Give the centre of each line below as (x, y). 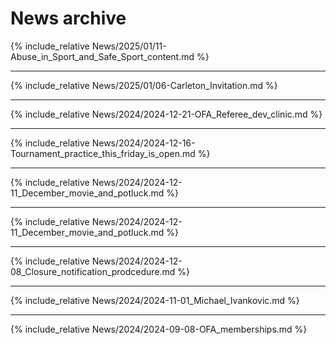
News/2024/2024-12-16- (143, 143)
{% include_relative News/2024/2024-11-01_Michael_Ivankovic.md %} (155, 300)
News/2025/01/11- (129, 46)
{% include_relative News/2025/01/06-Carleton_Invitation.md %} (144, 85)
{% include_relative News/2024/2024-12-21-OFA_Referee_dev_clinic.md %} (166, 114)
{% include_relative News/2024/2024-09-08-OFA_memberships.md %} (159, 329)
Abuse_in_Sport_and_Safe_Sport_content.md (102, 56)
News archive (68, 18)
